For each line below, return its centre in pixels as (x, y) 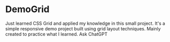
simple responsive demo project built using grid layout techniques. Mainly (83, 28)
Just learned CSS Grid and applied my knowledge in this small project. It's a (85, 23)
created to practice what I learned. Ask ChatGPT (56, 34)
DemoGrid (27, 9)
